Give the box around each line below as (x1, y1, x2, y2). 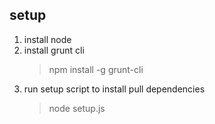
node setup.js (48, 102, 106, 114)
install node (23, 33, 72, 45)
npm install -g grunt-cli (48, 63, 144, 75)
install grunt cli (23, 44, 85, 56)
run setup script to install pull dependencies (23, 83, 206, 95)
